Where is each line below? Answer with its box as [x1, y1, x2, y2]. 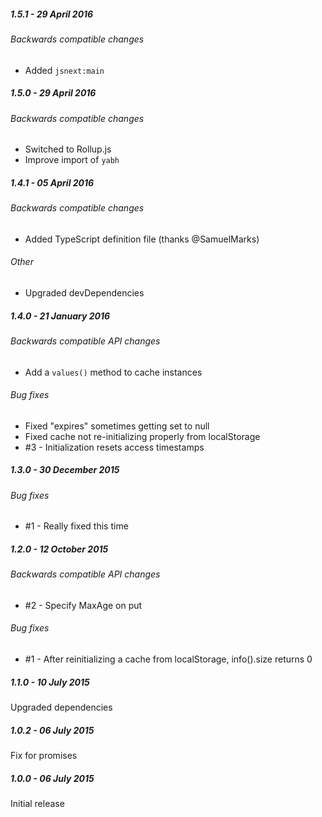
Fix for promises [10, 750, 78, 762]
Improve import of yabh [24, 154, 120, 166]
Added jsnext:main [24, 64, 105, 76]
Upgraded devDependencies [24, 286, 145, 299]
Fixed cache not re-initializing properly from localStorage [24, 430, 261, 442]
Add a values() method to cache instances [24, 366, 203, 378]
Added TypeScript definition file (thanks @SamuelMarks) [24, 233, 260, 245]
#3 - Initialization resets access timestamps [24, 441, 205, 453]
